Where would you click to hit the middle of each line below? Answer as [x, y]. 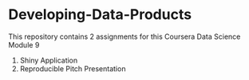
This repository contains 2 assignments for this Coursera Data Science [125, 36]
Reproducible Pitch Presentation [73, 68]
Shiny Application [49, 60]
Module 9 [24, 44]
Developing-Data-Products [100, 15]
